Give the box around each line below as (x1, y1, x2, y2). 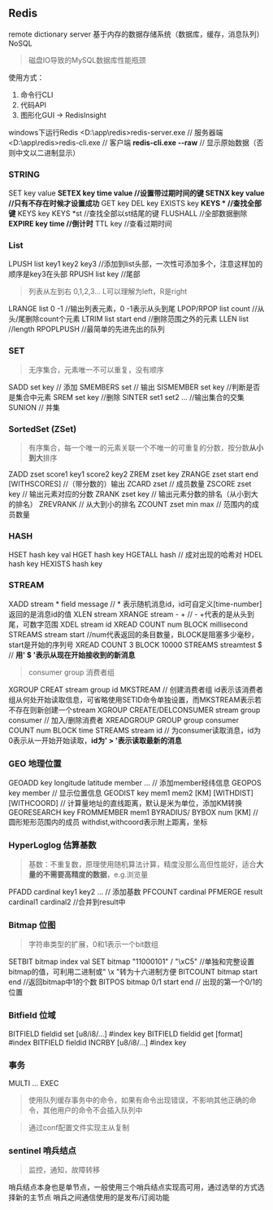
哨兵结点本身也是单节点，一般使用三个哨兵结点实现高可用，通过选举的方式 (8, 1182, 258, 1192)
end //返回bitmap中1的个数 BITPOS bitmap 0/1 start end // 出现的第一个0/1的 (8, 977, 262, 987)
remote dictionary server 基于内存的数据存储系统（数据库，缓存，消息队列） (8, 29, 264, 39)
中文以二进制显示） (15, 147, 80, 157)
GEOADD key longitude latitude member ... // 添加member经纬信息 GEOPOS (8, 777, 262, 787)
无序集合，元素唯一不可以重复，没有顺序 (28, 364, 164, 374)
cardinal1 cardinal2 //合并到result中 (8, 897, 126, 907)
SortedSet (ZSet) (8, 423, 77, 434)
